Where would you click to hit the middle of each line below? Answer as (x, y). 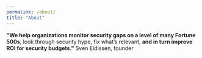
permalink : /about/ (31, 12)
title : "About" (26, 18)
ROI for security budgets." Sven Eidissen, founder (70, 48)
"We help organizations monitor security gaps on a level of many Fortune (101, 35)
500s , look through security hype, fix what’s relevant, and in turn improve (99, 42)
